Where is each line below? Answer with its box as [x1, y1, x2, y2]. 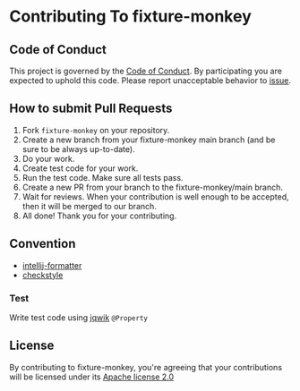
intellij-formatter [21, 259, 82, 270]
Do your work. [21, 153, 75, 164]
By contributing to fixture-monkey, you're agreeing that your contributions [9, 361, 283, 372]
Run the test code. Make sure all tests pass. [21, 172, 184, 183]
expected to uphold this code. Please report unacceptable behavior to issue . [9, 75, 292, 86]
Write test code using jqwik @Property [9, 311, 148, 323]
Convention [9, 236, 76, 251]
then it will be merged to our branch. [21, 200, 157, 211]
